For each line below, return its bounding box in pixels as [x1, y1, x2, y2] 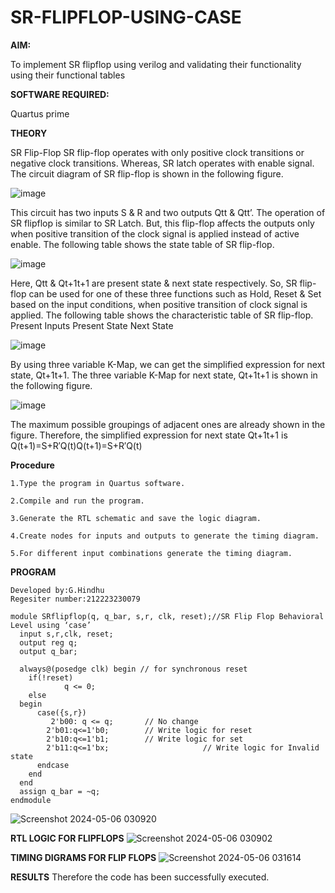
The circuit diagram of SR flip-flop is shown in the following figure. [10, 167, 284, 180]
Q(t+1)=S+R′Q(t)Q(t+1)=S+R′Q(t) [10, 439, 143, 451]
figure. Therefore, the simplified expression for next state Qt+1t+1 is [10, 429, 288, 441]
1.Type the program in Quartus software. [10, 478, 186, 488]
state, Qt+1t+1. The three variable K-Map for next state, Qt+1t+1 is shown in [10, 369, 318, 381]
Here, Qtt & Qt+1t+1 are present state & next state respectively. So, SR [10, 277, 298, 289]
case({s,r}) [36, 707, 87, 718]
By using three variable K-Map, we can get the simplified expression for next [10, 358, 326, 370]
